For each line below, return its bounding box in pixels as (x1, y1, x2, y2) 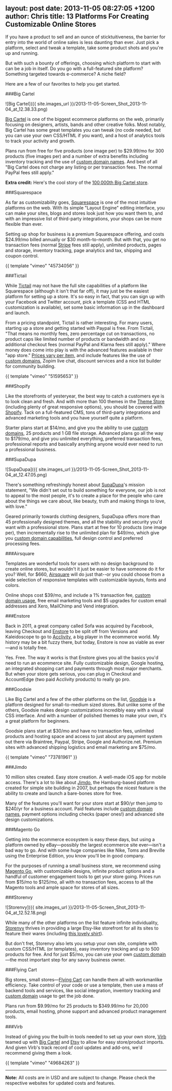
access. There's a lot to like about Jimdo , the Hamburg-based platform (5, 779, 155, 785)
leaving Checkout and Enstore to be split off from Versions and (5, 628, 138, 634)
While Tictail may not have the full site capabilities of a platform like (5, 282, 147, 288)
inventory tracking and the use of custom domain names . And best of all (5, 158, 158, 164)
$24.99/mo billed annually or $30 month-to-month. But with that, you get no (5, 236, 166, 242)
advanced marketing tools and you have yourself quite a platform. (5, 414, 144, 421)
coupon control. (5, 253, 39, 259)
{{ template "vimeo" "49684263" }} (5, 1060, 80, 1066)
